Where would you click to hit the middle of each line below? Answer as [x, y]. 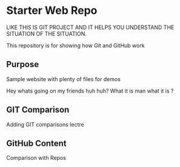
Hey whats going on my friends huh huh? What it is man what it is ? [90, 91]
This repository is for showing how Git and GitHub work [75, 45]
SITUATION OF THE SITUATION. [46, 33]
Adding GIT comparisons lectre [45, 124]
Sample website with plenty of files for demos [64, 79]
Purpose [23, 64]
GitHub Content [36, 143]
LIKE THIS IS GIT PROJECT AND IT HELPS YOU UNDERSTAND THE [90, 27]
